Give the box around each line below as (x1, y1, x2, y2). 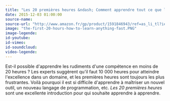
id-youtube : (5, 36, 30, 41)
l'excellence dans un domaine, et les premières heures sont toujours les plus (5, 74, 165, 80)
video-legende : (5, 49, 37, 54)
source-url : (5, 21, 30, 27)
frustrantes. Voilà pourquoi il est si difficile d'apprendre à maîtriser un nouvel (5, 79, 165, 85)
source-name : (5, 17, 33, 22)
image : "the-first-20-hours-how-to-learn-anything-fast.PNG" (5, 26, 137, 31)
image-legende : (5, 31, 37, 36)
